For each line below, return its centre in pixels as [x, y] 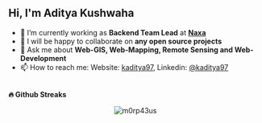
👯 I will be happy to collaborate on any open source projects [121, 41]
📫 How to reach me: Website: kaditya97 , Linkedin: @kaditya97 [124, 67]
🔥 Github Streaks [37, 94]
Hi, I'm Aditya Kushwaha [71, 13]
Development [43, 58]
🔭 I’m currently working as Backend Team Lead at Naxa [113, 32]
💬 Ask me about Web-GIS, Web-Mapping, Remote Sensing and [127, 49]
